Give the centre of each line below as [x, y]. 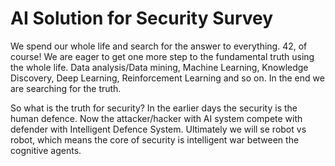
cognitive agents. [46, 150]
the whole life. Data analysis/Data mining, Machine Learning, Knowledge [159, 67]
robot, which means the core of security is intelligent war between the [155, 139]
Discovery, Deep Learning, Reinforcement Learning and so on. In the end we [167, 78]
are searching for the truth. [66, 88]
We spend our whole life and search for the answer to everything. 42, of [159, 46]
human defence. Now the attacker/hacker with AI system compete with [156, 118]
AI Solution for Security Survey [142, 18]
